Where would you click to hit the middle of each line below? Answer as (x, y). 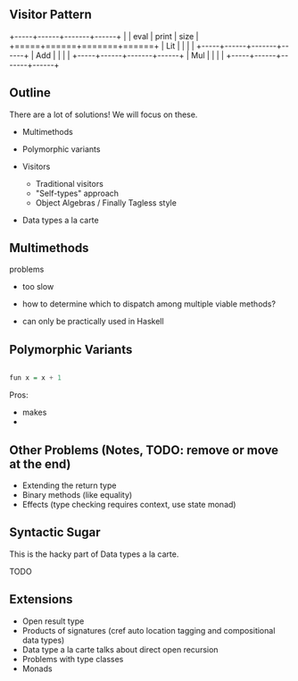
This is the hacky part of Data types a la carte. (94, 554)
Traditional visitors (70, 183)
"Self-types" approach (77, 193)
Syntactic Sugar (55, 532)
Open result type (53, 621)
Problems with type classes (73, 659)
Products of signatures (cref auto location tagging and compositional (149, 630)
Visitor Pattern (50, 15)
